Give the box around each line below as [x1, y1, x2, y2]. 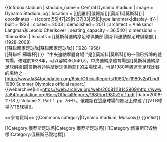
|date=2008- [136, 92, 163, 97]
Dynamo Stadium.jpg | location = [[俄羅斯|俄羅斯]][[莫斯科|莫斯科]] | [5, 10, 145, 16]
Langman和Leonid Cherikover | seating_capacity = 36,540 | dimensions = [5, 27, 157, 33]
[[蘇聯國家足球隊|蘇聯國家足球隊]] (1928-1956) [5, 45, 101, 51]
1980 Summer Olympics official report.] [5, 81, 86, 87]
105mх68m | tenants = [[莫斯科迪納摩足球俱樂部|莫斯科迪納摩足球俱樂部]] [5, 34, 156, 39]
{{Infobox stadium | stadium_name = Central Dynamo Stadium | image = [5, 5, 153, 10]
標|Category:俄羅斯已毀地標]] [5, 131, 65, 137]
